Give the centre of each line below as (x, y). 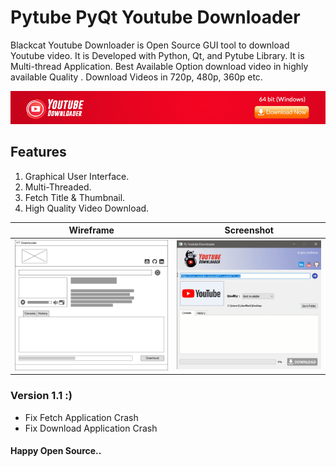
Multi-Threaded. (58, 187)
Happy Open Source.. (56, 451)
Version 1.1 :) (41, 396)
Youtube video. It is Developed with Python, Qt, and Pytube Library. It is (157, 55)
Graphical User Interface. (77, 176)
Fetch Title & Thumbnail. (75, 197)
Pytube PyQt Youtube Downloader (155, 17)
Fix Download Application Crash (91, 428)
